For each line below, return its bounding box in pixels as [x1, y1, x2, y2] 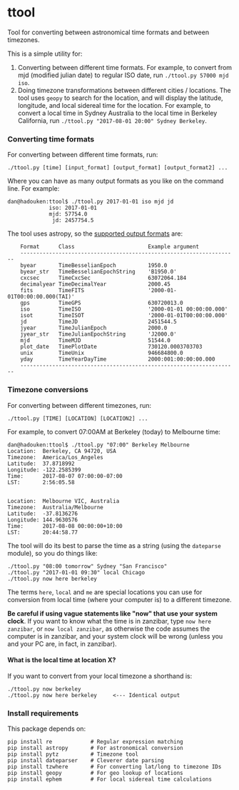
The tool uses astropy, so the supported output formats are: [7, 229, 183, 238]
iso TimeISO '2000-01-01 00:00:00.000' [20, 306, 228, 313]
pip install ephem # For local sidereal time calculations [7, 776, 213, 783]
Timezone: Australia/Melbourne [7, 504, 103, 511]
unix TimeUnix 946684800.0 [20, 349, 183, 357]
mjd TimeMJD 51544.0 [20, 337, 171, 344]
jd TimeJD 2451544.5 [20, 319, 177, 326]
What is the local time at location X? [7, 656, 116, 664]
